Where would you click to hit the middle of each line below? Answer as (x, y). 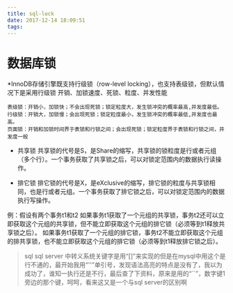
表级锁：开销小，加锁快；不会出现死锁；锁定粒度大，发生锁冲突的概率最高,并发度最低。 (115, 107)
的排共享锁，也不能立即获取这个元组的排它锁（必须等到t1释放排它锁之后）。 (115, 241)
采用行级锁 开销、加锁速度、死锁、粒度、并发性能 (96, 93)
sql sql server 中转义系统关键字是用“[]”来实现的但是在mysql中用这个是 (125, 256)
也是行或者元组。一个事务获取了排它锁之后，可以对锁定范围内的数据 (127, 192)
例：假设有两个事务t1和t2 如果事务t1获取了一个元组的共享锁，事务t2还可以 (113, 215)
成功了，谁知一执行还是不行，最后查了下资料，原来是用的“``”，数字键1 (124, 273)
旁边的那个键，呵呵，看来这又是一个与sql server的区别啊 (106, 283)
